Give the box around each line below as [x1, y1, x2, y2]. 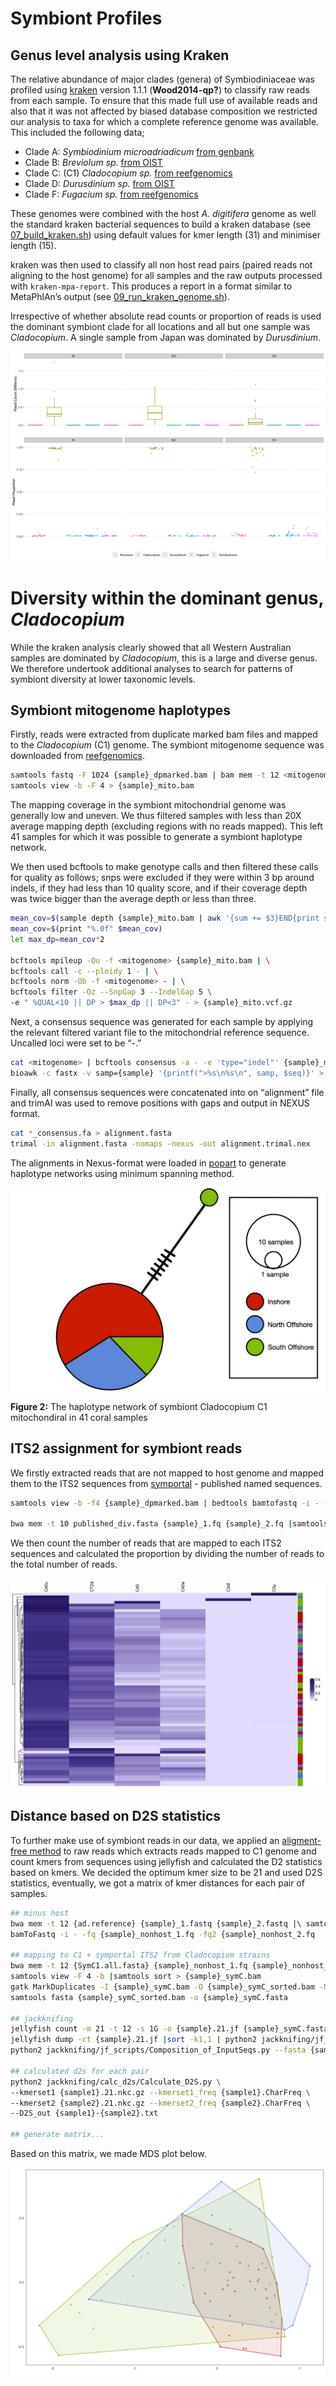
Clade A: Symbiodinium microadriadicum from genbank [24, 146, 255, 157]
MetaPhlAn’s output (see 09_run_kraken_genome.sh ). [10, 291, 230, 302]
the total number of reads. [10, 1558, 118, 1571]
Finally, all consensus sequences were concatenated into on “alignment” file [10, 1086, 325, 1098]
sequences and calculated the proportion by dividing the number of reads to [10, 1548, 325, 1560]
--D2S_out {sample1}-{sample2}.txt [10, 2108, 159, 2119]
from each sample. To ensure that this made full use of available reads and [10, 95, 318, 106]
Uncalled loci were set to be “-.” [10, 1037, 142, 1049]
